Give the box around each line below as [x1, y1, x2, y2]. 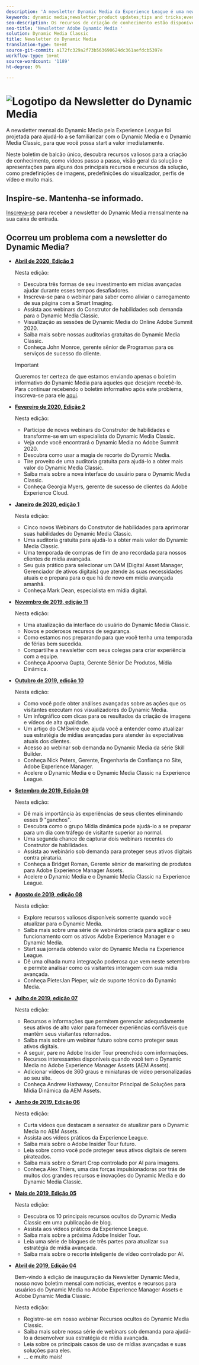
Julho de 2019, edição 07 [14, 994, 78, 1001]
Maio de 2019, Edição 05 [14, 1189, 77, 1197]
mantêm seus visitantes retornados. [23, 1030, 111, 1037]
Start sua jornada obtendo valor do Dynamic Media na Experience [23, 945, 185, 952]
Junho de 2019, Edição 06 [14, 1098, 81, 1105]
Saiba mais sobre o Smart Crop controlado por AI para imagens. [23, 1159, 180, 1166]
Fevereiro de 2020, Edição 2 [14, 403, 86, 410]
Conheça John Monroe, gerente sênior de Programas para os [23, 343, 174, 351]
